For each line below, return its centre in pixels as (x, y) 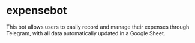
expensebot (37, 10)
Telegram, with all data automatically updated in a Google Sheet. (86, 33)
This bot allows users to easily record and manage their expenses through (98, 27)
